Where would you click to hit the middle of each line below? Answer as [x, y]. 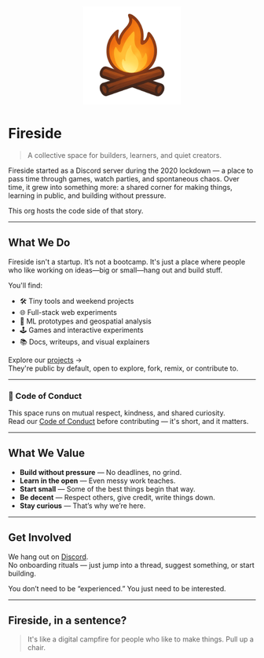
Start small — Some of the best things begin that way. [107, 488]
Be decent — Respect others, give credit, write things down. [117, 497]
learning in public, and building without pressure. [87, 196]
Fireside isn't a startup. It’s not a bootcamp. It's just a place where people [127, 261]
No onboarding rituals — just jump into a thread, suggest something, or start [132, 565]
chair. [36, 648]
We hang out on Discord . [48, 557]
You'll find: [26, 285]
